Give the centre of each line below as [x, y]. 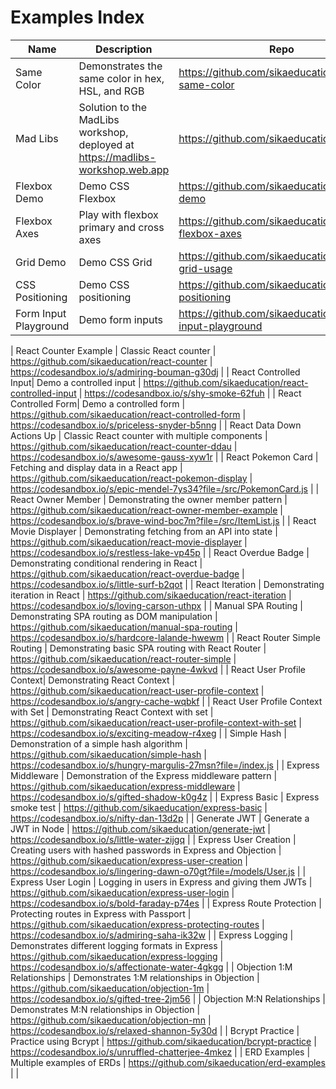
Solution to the [113, 107]
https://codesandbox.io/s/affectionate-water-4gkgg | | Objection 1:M [151, 967]
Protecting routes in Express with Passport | [101, 913]
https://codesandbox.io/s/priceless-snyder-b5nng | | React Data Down [156, 425]
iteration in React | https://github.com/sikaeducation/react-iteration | [151, 595]
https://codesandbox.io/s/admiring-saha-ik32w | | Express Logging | [152, 935]
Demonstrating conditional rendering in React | [106, 563]
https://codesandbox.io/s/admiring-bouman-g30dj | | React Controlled [155, 372]
